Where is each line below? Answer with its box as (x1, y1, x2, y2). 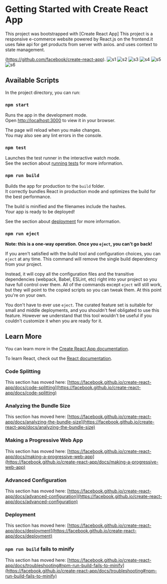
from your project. (5, 261, 42, 267)
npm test (5, 145, 26, 151)
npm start (5, 102, 29, 108)
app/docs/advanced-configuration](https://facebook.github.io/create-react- (5, 493, 162, 499)
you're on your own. (5, 292, 46, 298)
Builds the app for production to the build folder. (5, 183, 105, 189)
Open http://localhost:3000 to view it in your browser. (5, 118, 116, 124)
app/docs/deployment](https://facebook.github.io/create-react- (5, 528, 136, 534)
